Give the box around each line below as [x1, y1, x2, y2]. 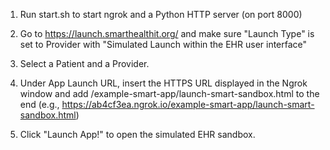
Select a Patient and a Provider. [19, 58, 150, 69]
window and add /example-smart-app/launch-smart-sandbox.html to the [19, 88, 320, 99]
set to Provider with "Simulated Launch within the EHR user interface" [19, 39, 308, 50]
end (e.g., [19, 99, 60, 110]
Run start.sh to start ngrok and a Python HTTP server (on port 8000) [19, 9, 303, 20]
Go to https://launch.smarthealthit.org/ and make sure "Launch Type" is [19, 28, 315, 39]
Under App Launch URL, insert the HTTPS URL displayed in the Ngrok [19, 77, 308, 89]
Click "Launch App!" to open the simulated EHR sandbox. [19, 129, 256, 140]
